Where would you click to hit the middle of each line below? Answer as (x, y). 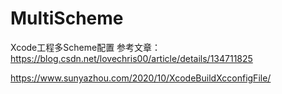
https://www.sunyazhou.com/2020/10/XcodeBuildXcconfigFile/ (141, 78)
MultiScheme (67, 18)
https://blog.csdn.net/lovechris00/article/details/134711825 (131, 58)
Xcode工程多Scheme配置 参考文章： (86, 47)
